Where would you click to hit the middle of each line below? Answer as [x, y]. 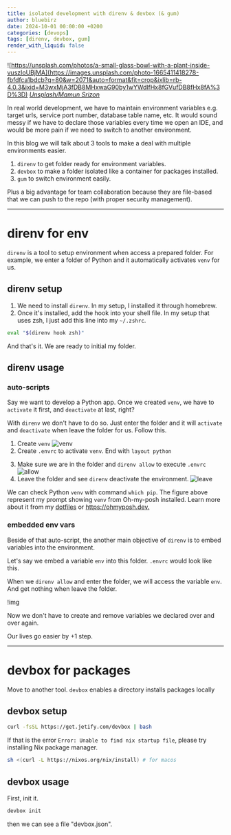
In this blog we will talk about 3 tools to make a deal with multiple [99, 143]
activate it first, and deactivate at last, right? [71, 410]
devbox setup [37, 711]
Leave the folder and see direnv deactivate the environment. [103, 479]
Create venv [34, 444]
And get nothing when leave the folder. [62, 588]
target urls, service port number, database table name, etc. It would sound [112, 115]
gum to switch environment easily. [64, 179]
